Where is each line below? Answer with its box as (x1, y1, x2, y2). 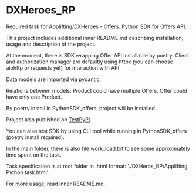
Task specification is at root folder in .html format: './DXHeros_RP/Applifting (6, 162, 188, 170)
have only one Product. (6, 93, 63, 100)
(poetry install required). (6, 133, 65, 141)
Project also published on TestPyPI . (6, 116, 92, 123)
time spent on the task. (6, 151, 62, 158)
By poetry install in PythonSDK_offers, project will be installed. (6, 104, 157, 111)
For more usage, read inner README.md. (6, 180, 106, 187)
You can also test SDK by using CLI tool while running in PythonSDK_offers (6, 127, 187, 134)
